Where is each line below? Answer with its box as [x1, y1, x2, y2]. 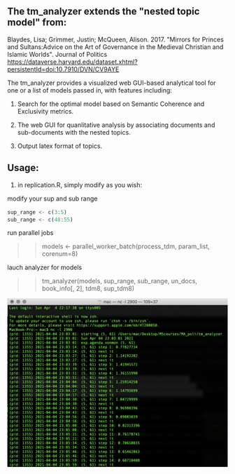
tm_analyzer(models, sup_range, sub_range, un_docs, [41, 277, 198, 285]
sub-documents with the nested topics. [17, 128, 131, 136]
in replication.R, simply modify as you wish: [17, 180, 143, 189]
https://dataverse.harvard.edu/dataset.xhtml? [7, 57, 138, 66]
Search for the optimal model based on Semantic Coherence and [17, 100, 205, 108]
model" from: [7, 17, 67, 29]
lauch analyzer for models [7, 263, 83, 272]
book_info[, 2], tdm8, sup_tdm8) [41, 284, 135, 293]
